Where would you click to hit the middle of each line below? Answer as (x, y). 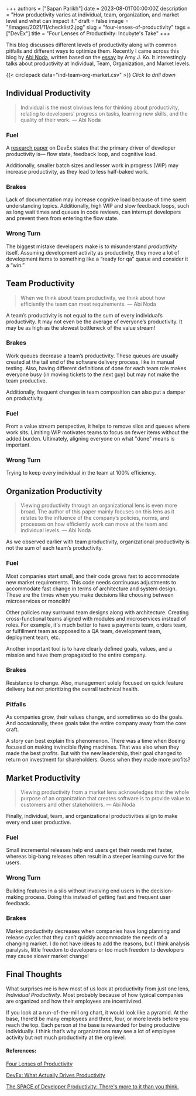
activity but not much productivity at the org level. (66, 1037)
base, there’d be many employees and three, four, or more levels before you (97, 1019)
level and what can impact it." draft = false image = (67, 21)
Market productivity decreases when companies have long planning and (93, 931)
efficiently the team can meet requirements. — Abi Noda (88, 304)
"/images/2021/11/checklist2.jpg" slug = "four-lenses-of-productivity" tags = (98, 27)
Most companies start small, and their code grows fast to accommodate (93, 576)
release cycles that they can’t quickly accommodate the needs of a (87, 937)
